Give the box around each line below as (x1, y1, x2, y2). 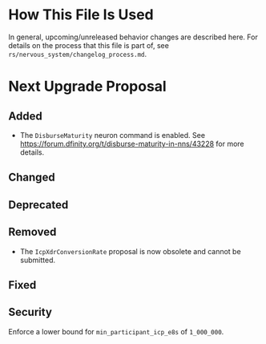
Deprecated (8, 198, 69, 212)
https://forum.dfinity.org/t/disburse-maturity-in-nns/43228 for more (19, 139, 244, 148)
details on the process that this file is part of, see (8, 40, 170, 50)
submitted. (19, 255, 56, 265)
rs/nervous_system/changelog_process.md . (8, 49, 147, 59)
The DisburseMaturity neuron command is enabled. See (19, 130, 206, 140)
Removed (8, 225, 57, 239)
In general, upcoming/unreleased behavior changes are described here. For (8, 32, 258, 42)
